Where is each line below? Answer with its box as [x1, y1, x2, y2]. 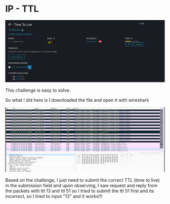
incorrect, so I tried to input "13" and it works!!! [5, 193, 103, 199]
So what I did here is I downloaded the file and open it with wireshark [5, 97, 149, 103]
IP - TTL [5, 3, 39, 15]
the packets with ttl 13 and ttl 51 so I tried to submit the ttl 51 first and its [5, 188, 154, 194]
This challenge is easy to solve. [5, 87, 71, 94]
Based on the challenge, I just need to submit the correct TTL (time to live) [5, 177, 160, 183]
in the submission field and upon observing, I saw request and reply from [5, 182, 158, 188]
